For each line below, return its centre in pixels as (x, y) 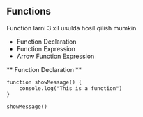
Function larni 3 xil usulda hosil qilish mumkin (71, 28)
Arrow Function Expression (55, 56)
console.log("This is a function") (71, 88)
